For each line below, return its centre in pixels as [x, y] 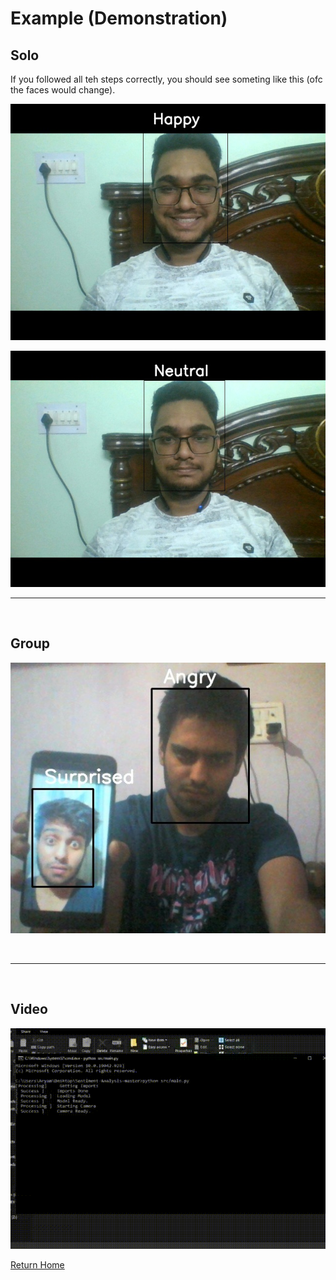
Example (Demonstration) [119, 18]
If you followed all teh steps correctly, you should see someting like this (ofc [166, 79]
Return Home [37, 1264]
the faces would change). [63, 90]
